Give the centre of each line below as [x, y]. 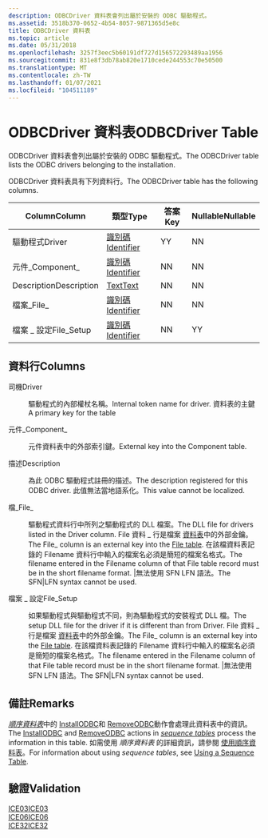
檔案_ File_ [31, 305]
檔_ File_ [21, 507]
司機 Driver [25, 387]
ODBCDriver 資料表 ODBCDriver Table [134, 132]
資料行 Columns [47, 366]
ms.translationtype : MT [48, 68]
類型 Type [129, 217]
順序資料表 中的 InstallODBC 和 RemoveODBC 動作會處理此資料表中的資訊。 [130, 724]
